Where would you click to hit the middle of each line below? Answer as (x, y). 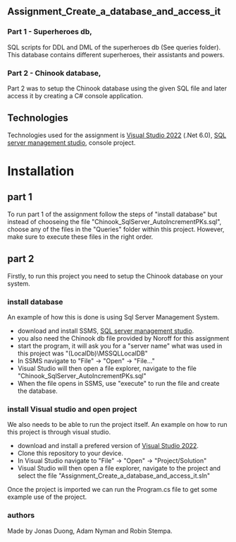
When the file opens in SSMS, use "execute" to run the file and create (118, 383)
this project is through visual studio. (59, 432)
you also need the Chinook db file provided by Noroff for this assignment (123, 338)
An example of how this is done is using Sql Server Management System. (113, 317)
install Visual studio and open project (72, 409)
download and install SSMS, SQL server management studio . (106, 331)
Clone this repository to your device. (70, 453)
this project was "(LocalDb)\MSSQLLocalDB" (82, 353)
